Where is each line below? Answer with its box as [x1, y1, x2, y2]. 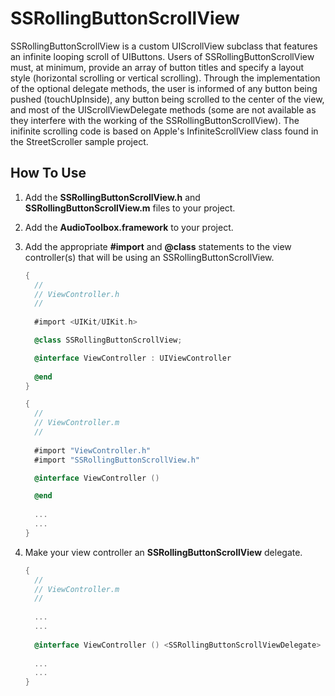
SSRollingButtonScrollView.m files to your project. [24, 202, 236, 214]
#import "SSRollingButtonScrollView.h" [34, 455, 200, 465]
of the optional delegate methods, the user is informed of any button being [10, 82, 318, 94]
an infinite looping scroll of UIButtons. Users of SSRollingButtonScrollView [10, 50, 315, 62]
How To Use [10, 165, 87, 182]
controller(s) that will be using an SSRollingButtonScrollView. [24, 251, 275, 263]
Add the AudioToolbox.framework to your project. [24, 221, 234, 233]
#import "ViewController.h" [34, 445, 152, 456]
